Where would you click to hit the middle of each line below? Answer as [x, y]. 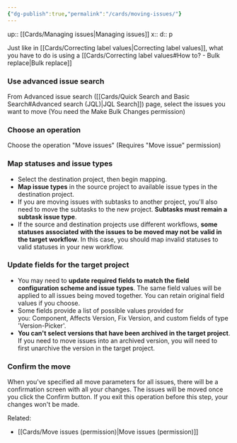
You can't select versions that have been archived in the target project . [124, 333]
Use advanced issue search [56, 81]
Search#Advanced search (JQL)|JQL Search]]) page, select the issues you [116, 104]
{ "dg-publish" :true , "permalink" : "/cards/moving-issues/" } [94, 14]
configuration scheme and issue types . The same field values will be [119, 288]
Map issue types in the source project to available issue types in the [117, 186]
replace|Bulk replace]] [40, 63]
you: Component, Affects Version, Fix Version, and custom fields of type [123, 318]
